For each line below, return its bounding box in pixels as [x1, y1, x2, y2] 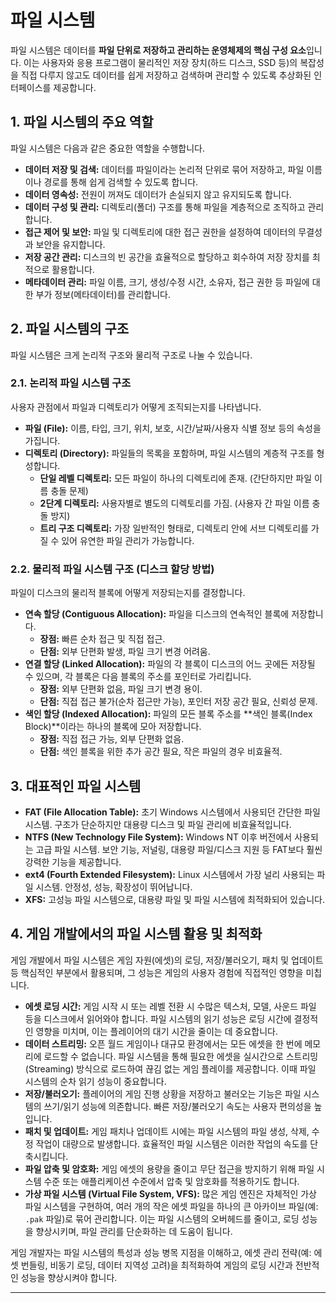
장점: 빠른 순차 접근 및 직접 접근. [39, 633, 166, 645]
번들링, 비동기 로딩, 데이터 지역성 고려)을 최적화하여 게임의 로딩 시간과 [20, 1259, 293, 1271]
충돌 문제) [50, 484, 89, 496]
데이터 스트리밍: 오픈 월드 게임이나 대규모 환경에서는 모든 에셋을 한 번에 [24, 1037, 303, 1050]
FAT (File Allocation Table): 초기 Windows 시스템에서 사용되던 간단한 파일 [24, 806, 321, 818]
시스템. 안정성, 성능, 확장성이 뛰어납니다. [35, 881, 193, 893]
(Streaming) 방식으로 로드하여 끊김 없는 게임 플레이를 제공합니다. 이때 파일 [24, 1062, 317, 1075]
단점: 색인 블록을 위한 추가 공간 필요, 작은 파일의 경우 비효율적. [39, 746, 283, 758]
